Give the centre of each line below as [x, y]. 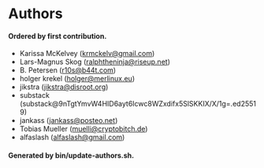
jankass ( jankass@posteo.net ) [69, 121]
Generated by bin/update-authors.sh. [71, 155]
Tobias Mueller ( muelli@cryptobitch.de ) [84, 129]
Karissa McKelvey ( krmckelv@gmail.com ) [87, 54]
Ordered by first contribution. [58, 35]
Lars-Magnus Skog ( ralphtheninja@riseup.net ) [95, 62]
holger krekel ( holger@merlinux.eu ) [77, 79]
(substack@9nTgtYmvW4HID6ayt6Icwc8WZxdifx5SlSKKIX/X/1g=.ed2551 [138, 104]
